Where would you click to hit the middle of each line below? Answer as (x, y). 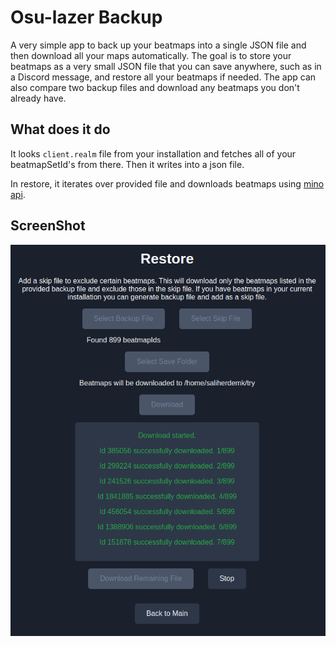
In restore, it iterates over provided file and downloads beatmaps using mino (167, 183)
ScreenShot (48, 226)
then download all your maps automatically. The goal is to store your (151, 55)
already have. (38, 98)
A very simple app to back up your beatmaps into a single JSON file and (158, 45)
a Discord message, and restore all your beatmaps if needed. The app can (163, 77)
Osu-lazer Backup (86, 17)
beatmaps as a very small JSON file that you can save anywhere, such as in (166, 66)
